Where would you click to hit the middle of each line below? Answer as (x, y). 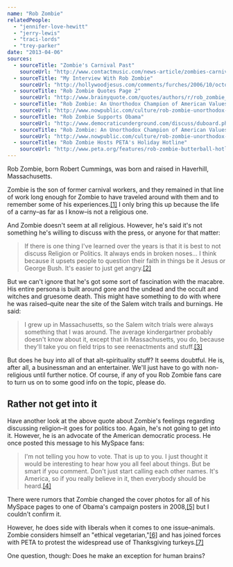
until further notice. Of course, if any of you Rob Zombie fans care (127, 375)
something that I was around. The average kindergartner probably (118, 332)
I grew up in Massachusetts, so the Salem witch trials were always (119, 324)
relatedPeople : (29, 20)
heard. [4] (38, 486)
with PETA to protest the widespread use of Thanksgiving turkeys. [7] (105, 542)
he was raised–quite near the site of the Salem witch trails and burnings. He (115, 304)
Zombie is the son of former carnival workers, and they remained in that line (115, 189)
